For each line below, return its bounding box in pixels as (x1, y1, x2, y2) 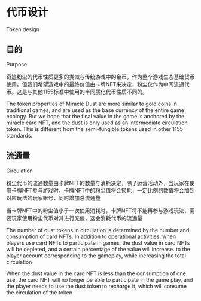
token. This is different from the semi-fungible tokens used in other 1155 (6, 125, 184, 132)
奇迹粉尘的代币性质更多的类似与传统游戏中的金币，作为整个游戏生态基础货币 (6, 73, 195, 80)
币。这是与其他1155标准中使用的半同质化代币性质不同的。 (6, 88, 148, 95)
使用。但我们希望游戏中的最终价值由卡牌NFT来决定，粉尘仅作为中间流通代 (6, 80, 190, 87)
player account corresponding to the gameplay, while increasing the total (6, 252, 187, 259)
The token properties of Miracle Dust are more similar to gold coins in (6, 100, 178, 107)
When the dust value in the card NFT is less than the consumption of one (6, 270, 187, 277)
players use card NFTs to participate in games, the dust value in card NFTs (6, 239, 190, 246)
